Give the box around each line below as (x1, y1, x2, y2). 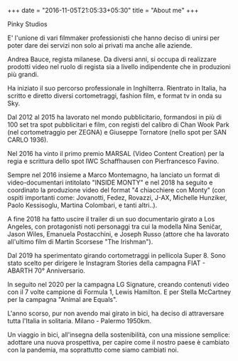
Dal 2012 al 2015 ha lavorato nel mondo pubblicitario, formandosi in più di (7, 113, 222, 121)
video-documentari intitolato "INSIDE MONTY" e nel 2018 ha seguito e (7, 178, 213, 187)
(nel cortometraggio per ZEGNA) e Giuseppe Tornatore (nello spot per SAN (7, 128, 227, 136)
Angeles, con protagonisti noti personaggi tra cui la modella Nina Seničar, (7, 222, 222, 231)
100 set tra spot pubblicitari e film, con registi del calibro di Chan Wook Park (7, 120, 229, 129)
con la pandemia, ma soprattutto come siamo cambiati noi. (7, 345, 179, 354)
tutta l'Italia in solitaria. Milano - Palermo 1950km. (7, 317, 152, 325)
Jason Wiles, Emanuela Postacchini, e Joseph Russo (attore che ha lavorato (7, 230, 229, 238)
